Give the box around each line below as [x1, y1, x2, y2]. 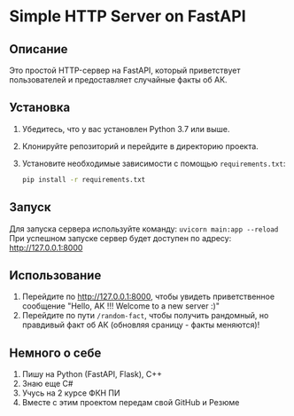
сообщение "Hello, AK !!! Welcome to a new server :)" [21, 301, 220, 311]
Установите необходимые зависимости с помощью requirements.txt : [21, 158, 286, 169]
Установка [9, 100, 71, 115]
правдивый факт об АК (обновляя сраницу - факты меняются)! [21, 319, 260, 330]
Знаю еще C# [21, 379, 73, 389]
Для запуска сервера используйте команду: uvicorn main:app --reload [9, 224, 279, 234]
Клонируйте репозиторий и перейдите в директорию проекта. [21, 140, 259, 152]
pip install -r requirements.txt [21, 175, 146, 184]
